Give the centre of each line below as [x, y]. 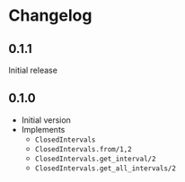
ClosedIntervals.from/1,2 [83, 149]
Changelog [50, 16]
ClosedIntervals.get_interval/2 [95, 159]
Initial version [46, 120]
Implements [43, 129]
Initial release [33, 70]
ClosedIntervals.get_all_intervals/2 [106, 168]
